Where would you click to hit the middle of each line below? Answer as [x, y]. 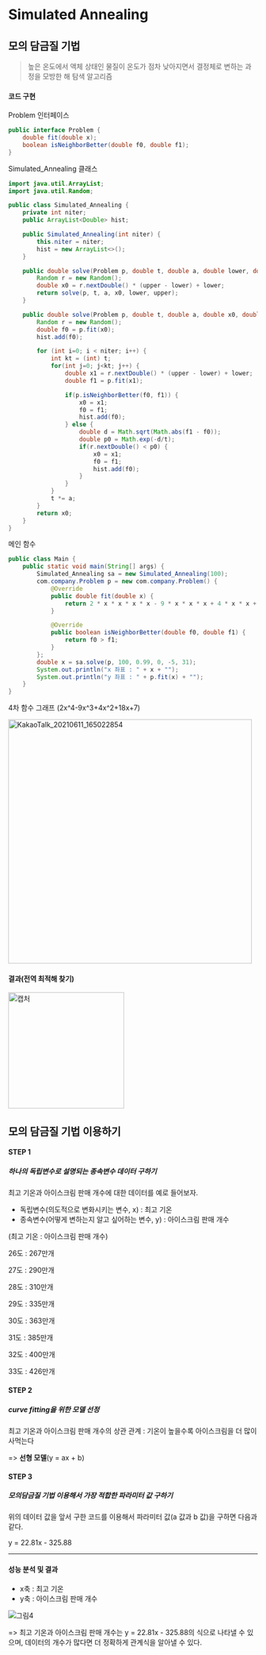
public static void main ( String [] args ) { [93, 567]
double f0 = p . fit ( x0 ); [76, 330]
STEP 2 [21, 1390]
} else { [79, 425]
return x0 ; [55, 513]
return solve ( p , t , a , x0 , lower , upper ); [108, 293]
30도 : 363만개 [32, 1321]
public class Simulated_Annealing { [68, 205]
